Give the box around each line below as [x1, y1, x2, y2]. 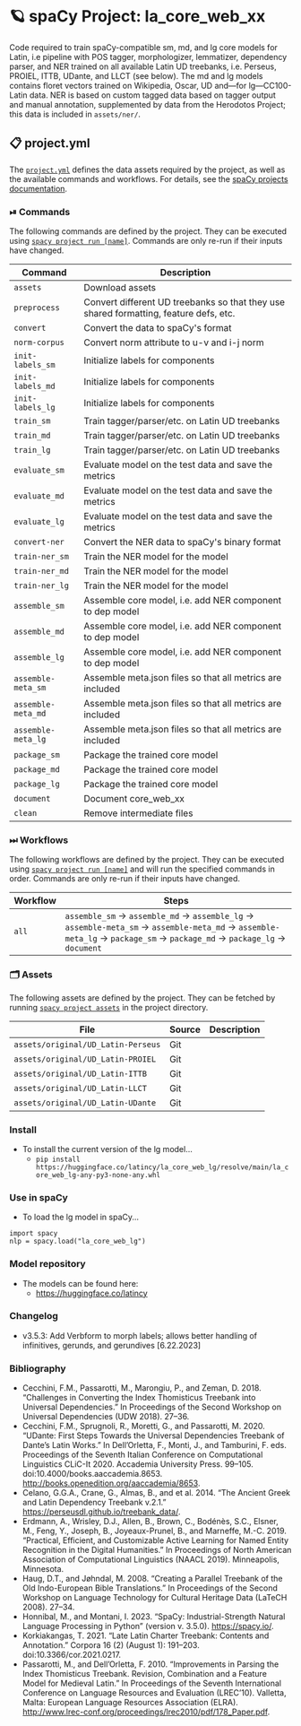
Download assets [83, 282, 157, 294]
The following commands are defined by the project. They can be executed [9, 226, 288, 237]
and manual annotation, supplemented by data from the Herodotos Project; [9, 99, 287, 109]
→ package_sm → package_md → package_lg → [99, 932, 287, 945]
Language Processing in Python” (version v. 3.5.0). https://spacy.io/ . [21, 1621, 274, 1632]
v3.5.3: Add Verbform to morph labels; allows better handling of [21, 1330, 258, 1340]
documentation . [9, 183, 68, 194]
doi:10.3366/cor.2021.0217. [21, 1650, 122, 1661]
